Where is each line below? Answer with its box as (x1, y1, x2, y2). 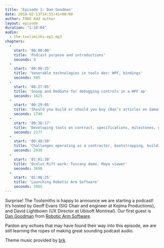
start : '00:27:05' (14, 84, 51, 89)
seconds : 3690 (14, 166, 42, 171)
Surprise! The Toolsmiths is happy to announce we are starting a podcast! (5, 197, 154, 203)
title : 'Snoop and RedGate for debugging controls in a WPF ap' (14, 89, 147, 94)
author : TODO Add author (5, 16, 56, 21)
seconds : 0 (14, 57, 36, 62)
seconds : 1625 (14, 93, 42, 98)
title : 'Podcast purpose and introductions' (14, 52, 106, 58)
